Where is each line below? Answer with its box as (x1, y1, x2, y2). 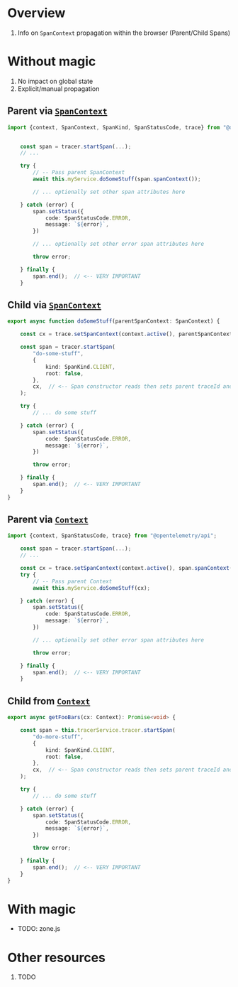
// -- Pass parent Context (33, 578, 113, 585)
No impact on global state (17, 77, 93, 85)
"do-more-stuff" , (33, 733, 84, 740)
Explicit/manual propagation (17, 84, 100, 93)
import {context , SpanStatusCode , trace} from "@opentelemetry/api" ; (7, 532, 217, 539)
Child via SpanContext (7, 298, 101, 311)
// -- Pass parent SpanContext (33, 169, 125, 176)
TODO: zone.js (17, 924, 61, 933)
